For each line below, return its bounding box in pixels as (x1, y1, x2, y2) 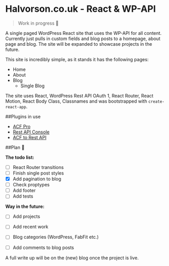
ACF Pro (12, 123, 31, 129)
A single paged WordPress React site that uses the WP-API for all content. (5, 30, 162, 36)
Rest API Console (12, 129, 50, 135)
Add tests (12, 193, 33, 199)
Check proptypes (12, 182, 50, 188)
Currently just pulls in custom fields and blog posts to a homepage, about (5, 35, 161, 42)
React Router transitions (12, 164, 64, 170)
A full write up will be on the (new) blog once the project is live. (5, 255, 139, 261)
